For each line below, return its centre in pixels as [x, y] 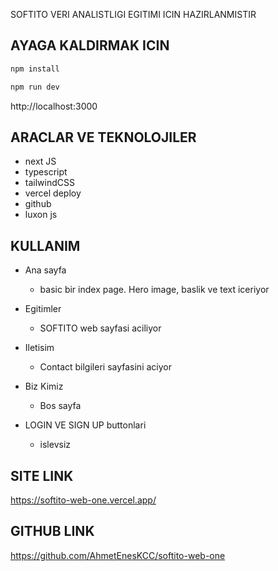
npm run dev [35, 87]
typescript [46, 172]
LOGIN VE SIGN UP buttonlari [85, 425]
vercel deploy [53, 193]
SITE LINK [42, 475]
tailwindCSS [49, 183]
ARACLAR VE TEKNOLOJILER [103, 137]
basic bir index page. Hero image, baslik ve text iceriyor [154, 290]
